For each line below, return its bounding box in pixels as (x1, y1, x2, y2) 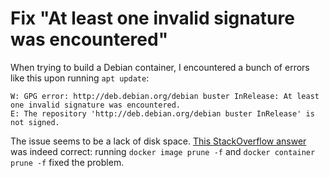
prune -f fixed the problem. (10, 156, 125, 168)
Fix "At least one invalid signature (10, 7, 295, 30)
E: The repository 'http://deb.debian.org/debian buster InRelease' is (10, 108, 315, 119)
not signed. (10, 117, 60, 127)
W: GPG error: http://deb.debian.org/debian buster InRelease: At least (10, 91, 320, 101)
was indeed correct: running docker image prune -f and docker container (10, 145, 316, 157)
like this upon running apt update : (10, 72, 150, 84)
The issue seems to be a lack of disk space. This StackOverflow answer (10, 135, 307, 147)
